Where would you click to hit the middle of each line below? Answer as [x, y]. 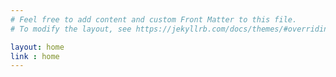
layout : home [37, 47]
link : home [35, 56]
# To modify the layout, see [71, 29]
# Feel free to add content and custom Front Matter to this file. [154, 19]
